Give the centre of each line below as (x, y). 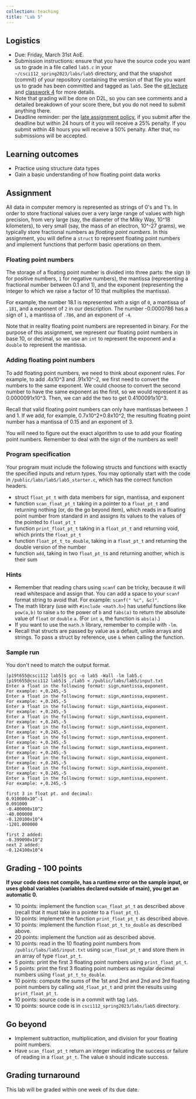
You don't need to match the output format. (58, 665)
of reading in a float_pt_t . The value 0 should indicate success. (92, 1057)
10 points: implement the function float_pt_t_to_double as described (98, 925)
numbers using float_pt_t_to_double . (60, 975)
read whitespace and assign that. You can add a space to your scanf (97, 594)
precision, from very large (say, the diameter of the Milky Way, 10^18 (88, 219)
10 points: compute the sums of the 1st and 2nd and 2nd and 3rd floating (102, 981)
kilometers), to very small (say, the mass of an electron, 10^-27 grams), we (96, 226)
